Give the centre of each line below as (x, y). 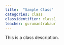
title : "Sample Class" (30, 10)
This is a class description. (32, 38)
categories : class (24, 14)
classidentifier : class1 (31, 19)
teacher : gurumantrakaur (31, 23)
